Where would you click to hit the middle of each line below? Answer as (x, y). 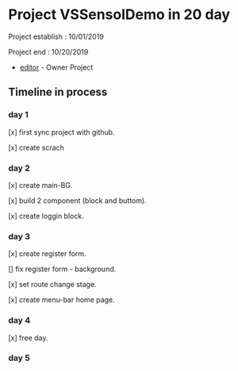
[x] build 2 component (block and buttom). (77, 201)
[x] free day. (28, 338)
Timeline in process (58, 92)
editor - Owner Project (56, 67)
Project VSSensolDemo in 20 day (119, 15)
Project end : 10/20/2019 (48, 52)
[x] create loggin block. (46, 216)
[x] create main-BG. (40, 185)
